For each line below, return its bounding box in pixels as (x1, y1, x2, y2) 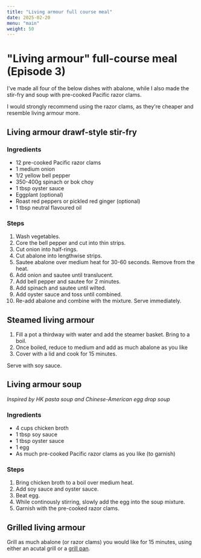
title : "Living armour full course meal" (7, 8, 113, 15)
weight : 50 (7, 25, 34, 32)
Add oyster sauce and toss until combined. (15, 291, 123, 298)
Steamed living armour (7, 314, 95, 325)
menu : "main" (7, 20, 40, 26)
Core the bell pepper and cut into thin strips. (15, 239, 126, 247)
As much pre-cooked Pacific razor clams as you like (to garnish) (15, 450, 176, 457)
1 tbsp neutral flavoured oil (15, 204, 82, 211)
